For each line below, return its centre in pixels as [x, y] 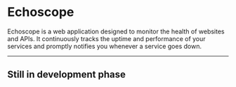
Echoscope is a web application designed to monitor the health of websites [116, 31]
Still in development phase [67, 75]
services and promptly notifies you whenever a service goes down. [105, 46]
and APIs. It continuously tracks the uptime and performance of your [106, 38]
